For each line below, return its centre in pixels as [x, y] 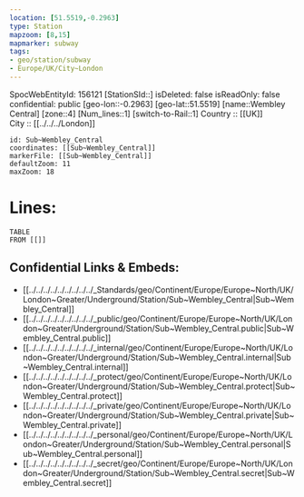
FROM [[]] [28, 240]
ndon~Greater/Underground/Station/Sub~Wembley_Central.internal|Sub [157, 357]
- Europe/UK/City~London [56, 69]
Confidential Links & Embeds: [94, 268]
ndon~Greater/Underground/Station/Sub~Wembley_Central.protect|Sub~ [159, 386]
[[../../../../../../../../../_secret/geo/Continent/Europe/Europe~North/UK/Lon [157, 463]
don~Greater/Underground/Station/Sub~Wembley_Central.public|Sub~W [158, 328]
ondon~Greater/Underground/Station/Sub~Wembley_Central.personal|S [157, 444]
